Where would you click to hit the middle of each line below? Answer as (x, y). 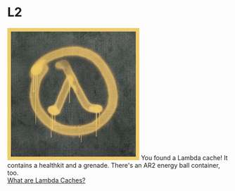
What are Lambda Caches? (46, 180)
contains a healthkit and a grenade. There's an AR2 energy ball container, (114, 165)
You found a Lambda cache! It (184, 158)
